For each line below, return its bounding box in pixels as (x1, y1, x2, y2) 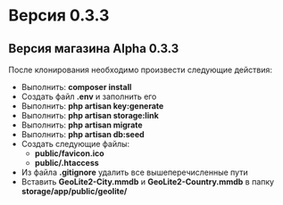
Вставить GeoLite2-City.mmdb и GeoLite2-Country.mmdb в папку (21, 176, 274, 187)
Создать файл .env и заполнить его (21, 91, 157, 102)
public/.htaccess (34, 158, 99, 168)
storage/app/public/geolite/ (21, 186, 128, 196)
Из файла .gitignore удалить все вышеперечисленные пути (21, 167, 248, 177)
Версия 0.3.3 (8, 5, 110, 26)
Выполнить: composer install (21, 82, 132, 92)
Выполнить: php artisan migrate (21, 119, 144, 130)
